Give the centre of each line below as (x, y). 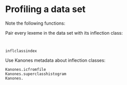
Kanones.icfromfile (26, 69)
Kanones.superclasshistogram (36, 74)
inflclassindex (21, 51)
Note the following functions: (35, 23)
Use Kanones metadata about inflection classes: (55, 60)
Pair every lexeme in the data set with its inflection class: (64, 33)
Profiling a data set (45, 9)
